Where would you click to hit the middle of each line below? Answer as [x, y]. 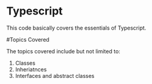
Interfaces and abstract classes [55, 76]
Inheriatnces [31, 69]
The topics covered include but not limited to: [63, 51]
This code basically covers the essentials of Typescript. [76, 28]
